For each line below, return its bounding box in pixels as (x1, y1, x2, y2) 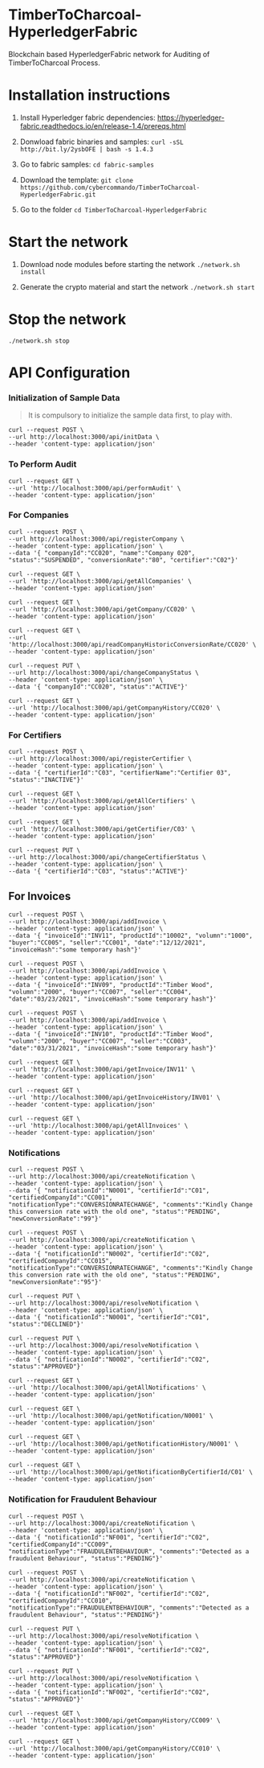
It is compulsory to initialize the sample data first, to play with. (27, 410, 233, 420)
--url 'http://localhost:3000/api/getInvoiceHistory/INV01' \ (8, 1093, 221, 1101)
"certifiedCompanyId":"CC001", (8, 1194, 113, 1202)
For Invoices (8, 889, 71, 903)
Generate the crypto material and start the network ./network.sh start (19, 282, 255, 291)
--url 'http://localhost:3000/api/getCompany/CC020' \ (8, 605, 196, 613)
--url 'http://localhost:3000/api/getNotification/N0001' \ (8, 1412, 214, 1421)
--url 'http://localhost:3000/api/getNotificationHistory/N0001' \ (8, 1440, 239, 1449)
